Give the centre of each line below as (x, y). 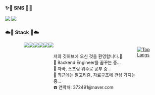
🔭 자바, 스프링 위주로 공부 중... (82, 68)
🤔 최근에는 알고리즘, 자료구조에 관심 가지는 (95, 75)
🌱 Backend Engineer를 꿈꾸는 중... (87, 62)
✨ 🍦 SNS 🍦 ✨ (19, 8)
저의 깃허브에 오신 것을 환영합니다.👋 (88, 56)
